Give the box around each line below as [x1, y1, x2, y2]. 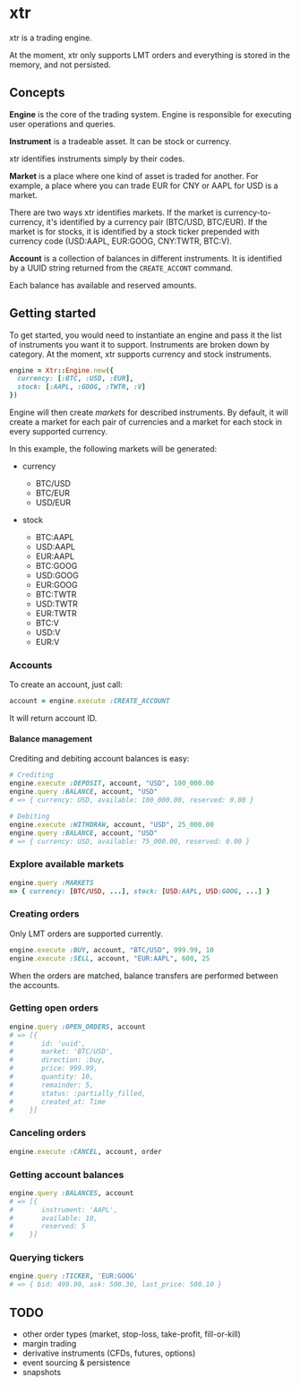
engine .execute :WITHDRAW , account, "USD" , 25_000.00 [9, 820, 215, 829]
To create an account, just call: [9, 679, 123, 690]
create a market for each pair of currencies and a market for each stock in [9, 417, 283, 427]
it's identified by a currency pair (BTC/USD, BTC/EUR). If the [46, 216, 268, 227]
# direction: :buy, [9, 1055, 106, 1064]
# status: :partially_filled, [9, 1089, 146, 1098]
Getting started [9, 306, 97, 321]
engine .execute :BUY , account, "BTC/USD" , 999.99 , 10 [9, 945, 215, 954]
